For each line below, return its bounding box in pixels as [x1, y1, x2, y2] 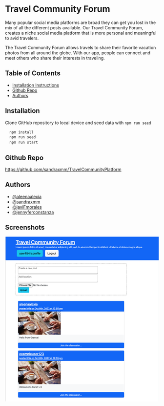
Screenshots [5, 223, 45, 232]
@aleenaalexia [12, 193, 42, 199]
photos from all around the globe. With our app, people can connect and [5, 50, 150, 56]
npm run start [9, 140, 38, 145]
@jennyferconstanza [12, 209, 54, 215]
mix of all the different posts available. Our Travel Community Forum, [5, 24, 143, 30]
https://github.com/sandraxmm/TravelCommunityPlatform [5, 167, 122, 172]
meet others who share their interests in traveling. [5, 55, 105, 61]
